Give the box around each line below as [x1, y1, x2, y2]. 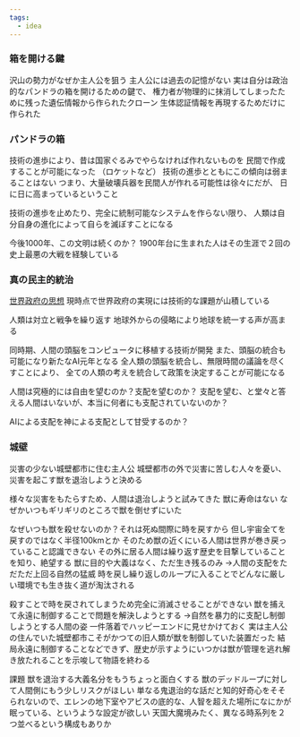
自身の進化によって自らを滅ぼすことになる [16, 219, 174, 229]
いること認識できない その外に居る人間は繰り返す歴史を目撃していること [16, 545, 287, 556]
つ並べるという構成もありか [9, 718, 112, 729]
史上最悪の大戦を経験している [9, 249, 119, 260]
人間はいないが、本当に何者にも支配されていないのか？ [24, 398, 228, 408]
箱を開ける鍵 [9, 53, 65, 65]
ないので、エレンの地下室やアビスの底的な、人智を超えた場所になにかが [24, 696, 292, 707]
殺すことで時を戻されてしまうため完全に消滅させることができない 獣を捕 [9, 598, 279, 609]
